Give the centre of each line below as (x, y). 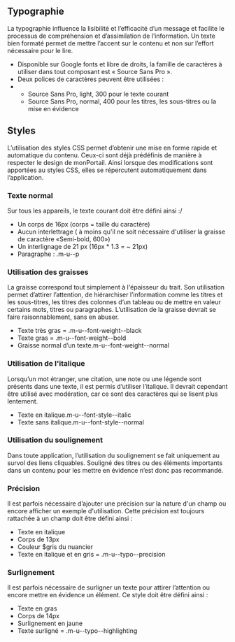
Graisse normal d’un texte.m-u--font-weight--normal (93, 345)
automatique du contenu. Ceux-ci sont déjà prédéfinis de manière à (105, 155)
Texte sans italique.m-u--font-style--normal (81, 422)
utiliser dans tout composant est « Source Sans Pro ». (95, 71)
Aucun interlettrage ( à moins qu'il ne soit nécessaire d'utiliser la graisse (121, 231)
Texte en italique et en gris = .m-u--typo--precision (91, 555)
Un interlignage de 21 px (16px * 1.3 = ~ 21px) (83, 246)
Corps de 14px (38, 616)
